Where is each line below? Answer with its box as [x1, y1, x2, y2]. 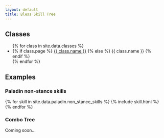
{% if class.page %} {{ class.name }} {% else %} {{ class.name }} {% [12, 48, 152, 54]
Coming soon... [5, 127, 36, 133]
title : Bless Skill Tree [5, 12, 56, 17]
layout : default [5, 7, 38, 12]
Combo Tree [5, 116, 35, 123]
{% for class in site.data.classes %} [12, 43, 84, 49]
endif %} [12, 54, 30, 59]
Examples [5, 73, 36, 81]
